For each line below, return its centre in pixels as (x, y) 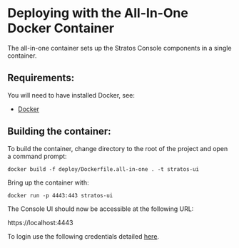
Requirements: (41, 78)
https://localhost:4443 (40, 222)
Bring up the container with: (48, 182)
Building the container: (60, 131)
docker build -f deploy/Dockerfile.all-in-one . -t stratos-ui (103, 169)
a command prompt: (37, 156)
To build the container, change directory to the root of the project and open (118, 148)
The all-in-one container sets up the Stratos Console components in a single (119, 48)
